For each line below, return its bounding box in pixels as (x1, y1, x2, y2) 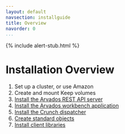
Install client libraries (14, 121, 66, 129)
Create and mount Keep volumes (14, 90, 96, 97)
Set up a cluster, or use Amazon (14, 83, 94, 90)
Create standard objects (14, 115, 75, 122)
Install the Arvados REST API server (14, 96, 103, 103)
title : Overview (5, 20, 46, 26)
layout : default (5, 8, 46, 15)
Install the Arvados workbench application (14, 102, 119, 109)
